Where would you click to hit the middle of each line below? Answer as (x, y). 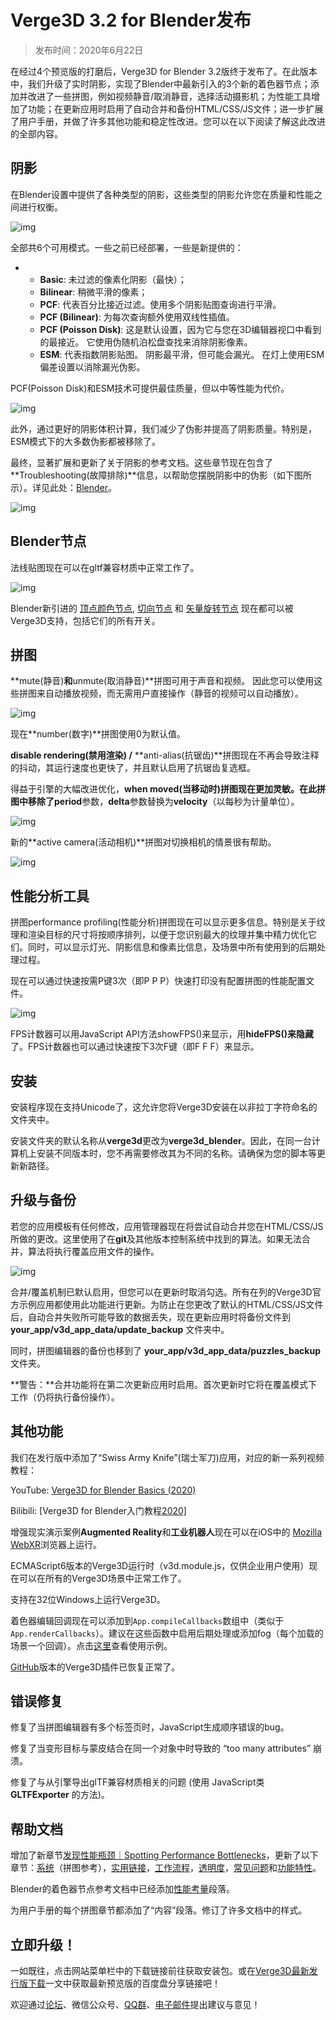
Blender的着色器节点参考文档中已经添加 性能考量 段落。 (122, 1889)
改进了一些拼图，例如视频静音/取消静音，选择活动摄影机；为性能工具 (169, 96)
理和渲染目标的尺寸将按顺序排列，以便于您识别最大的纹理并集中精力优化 (159, 935)
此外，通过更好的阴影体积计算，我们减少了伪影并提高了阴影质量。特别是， (163, 428)
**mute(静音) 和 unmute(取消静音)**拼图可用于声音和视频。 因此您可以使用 (162, 681)
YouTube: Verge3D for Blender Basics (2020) (103, 1490)
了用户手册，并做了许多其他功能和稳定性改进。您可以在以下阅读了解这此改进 (168, 121)
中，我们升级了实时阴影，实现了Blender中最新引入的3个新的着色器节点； (160, 83)
